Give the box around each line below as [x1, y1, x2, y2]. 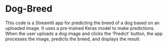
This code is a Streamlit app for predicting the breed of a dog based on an [5, 20, 160, 26]
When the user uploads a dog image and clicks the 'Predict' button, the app [5, 30, 163, 36]
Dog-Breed [5, 3, 53, 15]
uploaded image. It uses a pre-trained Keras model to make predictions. [5, 25, 155, 31]
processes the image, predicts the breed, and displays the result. [5, 36, 141, 42]
